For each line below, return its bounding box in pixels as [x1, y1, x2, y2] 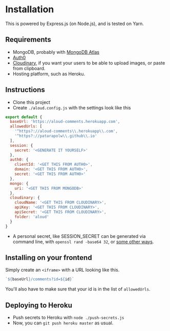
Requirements [5, 35, 51, 44]
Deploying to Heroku [5, 301, 73, 310]
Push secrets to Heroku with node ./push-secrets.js [12, 315, 124, 321]
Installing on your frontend [5, 253, 92, 262]
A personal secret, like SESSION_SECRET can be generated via [12, 233, 146, 239]
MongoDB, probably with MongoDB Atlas [12, 49, 100, 55]
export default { [5, 114, 42, 120]
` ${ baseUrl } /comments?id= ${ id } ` [5, 277, 74, 282]
